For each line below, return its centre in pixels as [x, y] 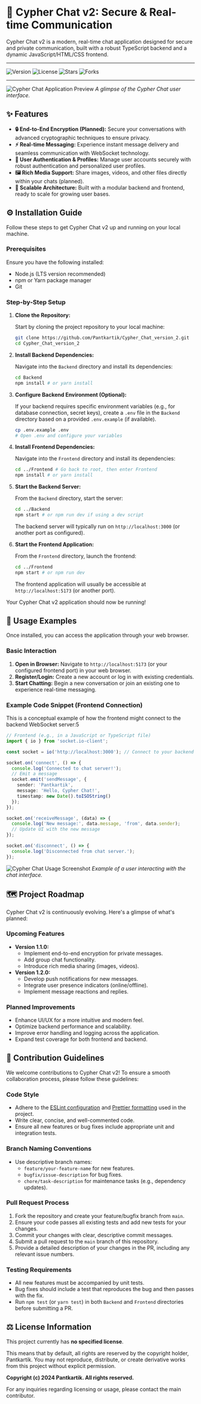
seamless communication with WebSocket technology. [82, 153]
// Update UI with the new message [56, 830]
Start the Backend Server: [48, 487]
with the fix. [29, 1295]
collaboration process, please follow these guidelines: [72, 1079]
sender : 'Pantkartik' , [45, 785]
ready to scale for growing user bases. [63, 194]
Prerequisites [26, 249]
